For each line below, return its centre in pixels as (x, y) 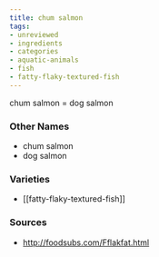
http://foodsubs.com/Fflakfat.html (86, 242)
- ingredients (36, 43)
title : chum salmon (46, 18)
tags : (20, 26)
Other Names (40, 126)
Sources (28, 222)
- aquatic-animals (44, 60)
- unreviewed (34, 35)
